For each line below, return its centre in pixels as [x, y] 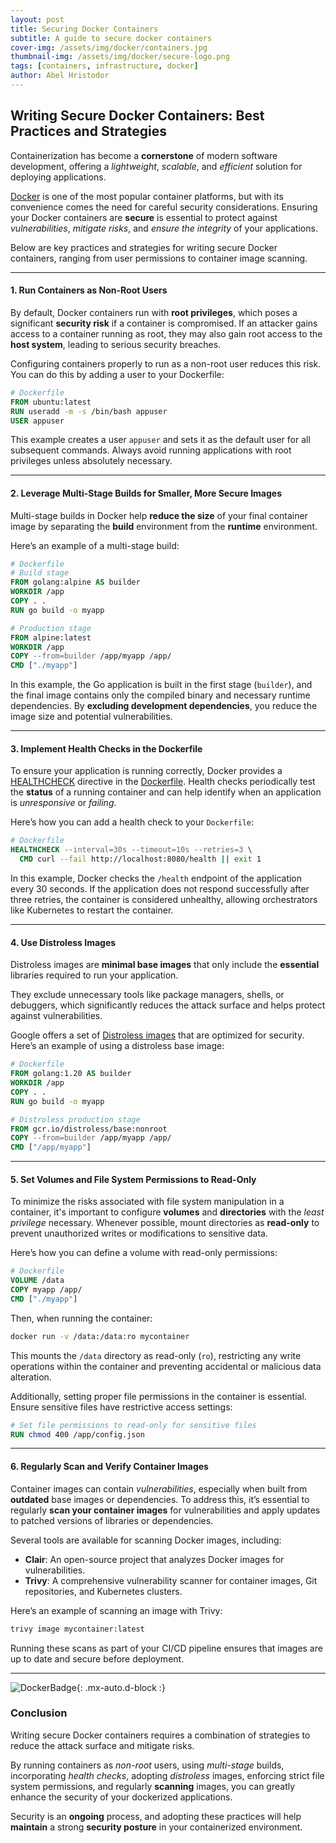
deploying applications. [58, 177]
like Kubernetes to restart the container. [92, 910]
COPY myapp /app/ [46, 1290]
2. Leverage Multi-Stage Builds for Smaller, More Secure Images [146, 493]
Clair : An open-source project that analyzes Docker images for [154, 1559]
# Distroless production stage [75, 1119]
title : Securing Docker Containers [84, 29]
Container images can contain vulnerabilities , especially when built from [159, 1488]
